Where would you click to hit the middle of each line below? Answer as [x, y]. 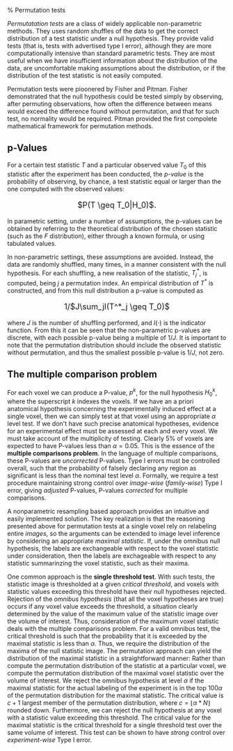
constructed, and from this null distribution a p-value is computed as [105, 290]
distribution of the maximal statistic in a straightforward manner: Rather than [116, 658]
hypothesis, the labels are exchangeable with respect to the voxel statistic [113, 548]
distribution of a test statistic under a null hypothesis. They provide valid [111, 38]
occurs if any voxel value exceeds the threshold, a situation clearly [103, 606]
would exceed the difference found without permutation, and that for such [113, 111]
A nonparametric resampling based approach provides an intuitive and [108, 511]
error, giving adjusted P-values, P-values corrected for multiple [97, 490]
